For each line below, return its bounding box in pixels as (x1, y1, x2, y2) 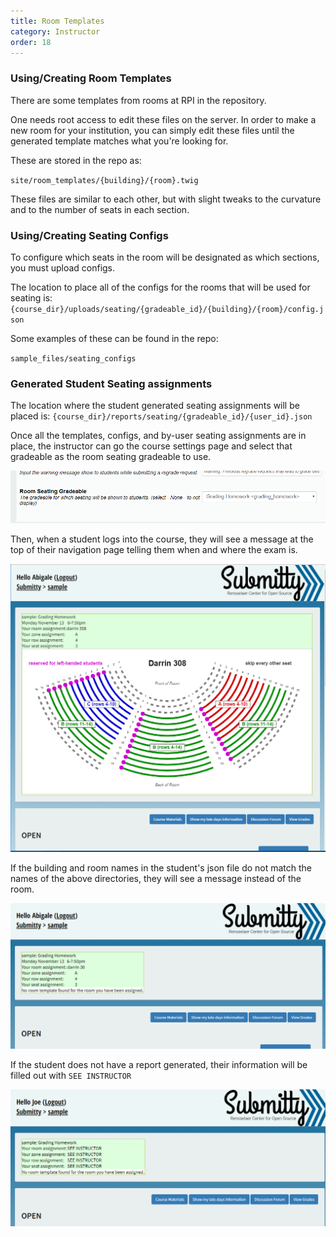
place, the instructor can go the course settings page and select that (10, 440, 293, 452)
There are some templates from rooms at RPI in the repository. (10, 94, 267, 106)
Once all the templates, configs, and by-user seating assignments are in (10, 430, 307, 442)
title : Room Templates (10, 16, 105, 26)
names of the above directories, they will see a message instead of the (10, 873, 302, 885)
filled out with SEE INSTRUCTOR (10, 1070, 132, 1082)
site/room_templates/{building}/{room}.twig (10, 175, 199, 185)
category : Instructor (10, 26, 101, 37)
